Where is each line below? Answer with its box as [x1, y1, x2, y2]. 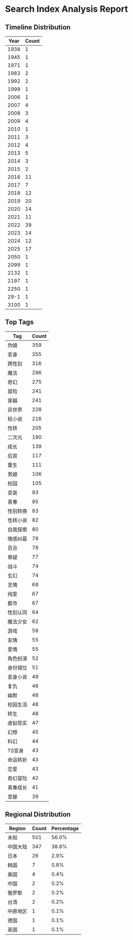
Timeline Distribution [5, 23, 71, 31]
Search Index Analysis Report [5, 3, 128, 15]
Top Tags [5, 318, 34, 326]
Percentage [51, 825, 79, 831]
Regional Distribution [5, 810, 71, 819]
